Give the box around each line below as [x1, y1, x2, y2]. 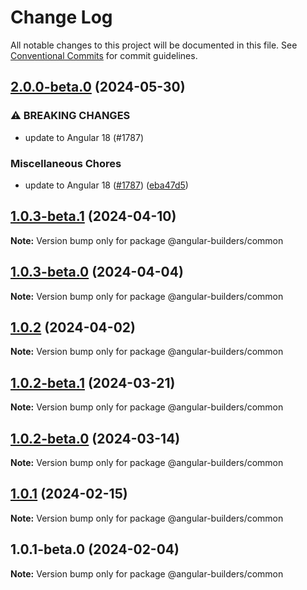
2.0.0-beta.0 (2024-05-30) [10, 79, 186, 96]
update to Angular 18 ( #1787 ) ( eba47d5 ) [24, 179, 189, 191]
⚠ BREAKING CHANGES [10, 109, 131, 123]
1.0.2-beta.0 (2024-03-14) [10, 430, 181, 447]
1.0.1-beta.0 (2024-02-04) [10, 541, 180, 558]
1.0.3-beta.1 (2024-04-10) [10, 208, 177, 225]
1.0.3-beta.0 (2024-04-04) [10, 264, 184, 281]
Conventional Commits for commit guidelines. [10, 49, 198, 61]
